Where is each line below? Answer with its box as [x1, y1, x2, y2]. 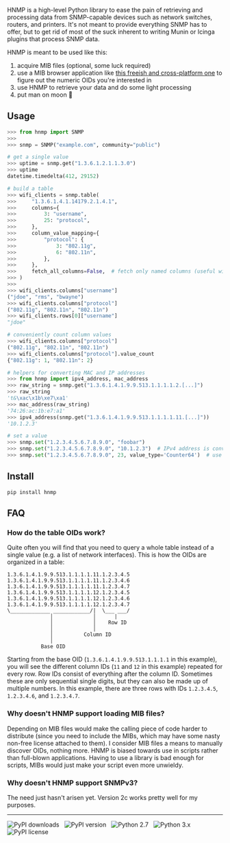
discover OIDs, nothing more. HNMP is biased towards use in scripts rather [7, 746, 219, 755]
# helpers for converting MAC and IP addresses [7, 369, 146, 376]
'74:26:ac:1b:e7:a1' [7, 407, 66, 414]
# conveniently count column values [7, 332, 112, 339]
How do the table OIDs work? [7, 528, 106, 537]
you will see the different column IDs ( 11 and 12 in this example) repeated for [7, 663, 223, 671]
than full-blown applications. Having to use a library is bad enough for [7, 753, 204, 761]
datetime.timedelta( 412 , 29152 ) [7, 173, 99, 180]
